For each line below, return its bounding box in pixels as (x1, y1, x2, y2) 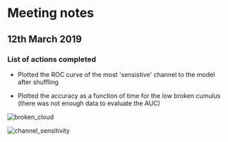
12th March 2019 (7, 33, 83, 45)
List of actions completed (7, 54, 97, 64)
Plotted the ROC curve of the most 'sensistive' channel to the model (17, 70, 215, 78)
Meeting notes (7, 5, 94, 21)
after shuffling (17, 78, 59, 86)
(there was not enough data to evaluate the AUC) (17, 99, 161, 107)
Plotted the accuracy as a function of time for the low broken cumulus (17, 91, 221, 100)
